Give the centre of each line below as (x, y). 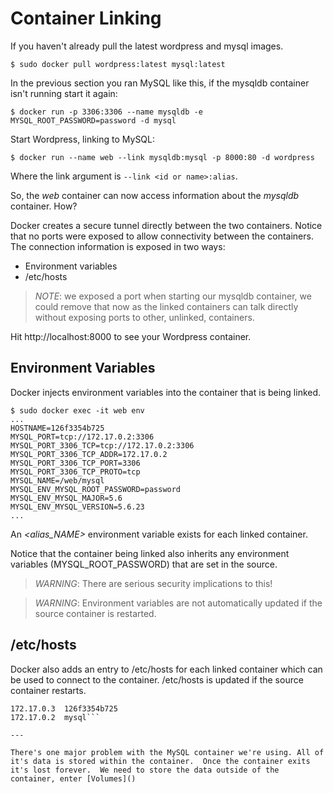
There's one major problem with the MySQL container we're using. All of (167, 752)
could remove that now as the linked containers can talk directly (166, 306)
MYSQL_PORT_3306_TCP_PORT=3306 (75, 463)
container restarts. (48, 690)
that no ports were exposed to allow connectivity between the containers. (162, 236)
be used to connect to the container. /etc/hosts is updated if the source (157, 679)
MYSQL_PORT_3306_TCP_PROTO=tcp (75, 472)
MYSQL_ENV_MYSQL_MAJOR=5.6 (66, 498)
